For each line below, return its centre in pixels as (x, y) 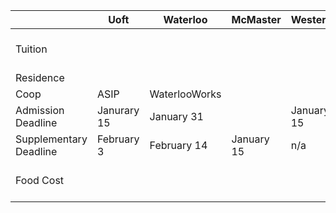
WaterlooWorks (185, 94)
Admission (40, 110)
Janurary (118, 110)
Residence (40, 77)
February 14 (178, 145)
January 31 (176, 116)
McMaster (256, 19)
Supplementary (51, 139)
